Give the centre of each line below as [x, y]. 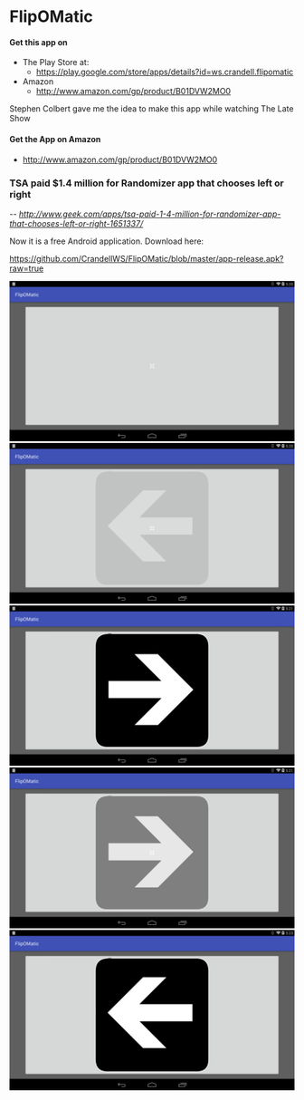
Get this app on [38, 42]
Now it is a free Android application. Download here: [107, 241]
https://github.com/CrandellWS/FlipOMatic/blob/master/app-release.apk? [147, 258]
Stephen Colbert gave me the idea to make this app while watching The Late [152, 109]
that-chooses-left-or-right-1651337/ [76, 223]
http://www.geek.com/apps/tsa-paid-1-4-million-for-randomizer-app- [150, 214]
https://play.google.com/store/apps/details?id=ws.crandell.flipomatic [165, 72]
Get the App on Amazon [55, 139]
